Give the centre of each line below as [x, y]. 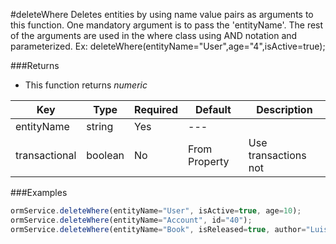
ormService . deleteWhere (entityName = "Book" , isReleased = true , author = [158, 229]
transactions [277, 155]
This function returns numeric [86, 85]
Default [213, 109]
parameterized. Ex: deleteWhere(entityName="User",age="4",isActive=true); [168, 46]
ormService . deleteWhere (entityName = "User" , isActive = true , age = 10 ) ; [156, 211]
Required [156, 109]
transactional [46, 155]
